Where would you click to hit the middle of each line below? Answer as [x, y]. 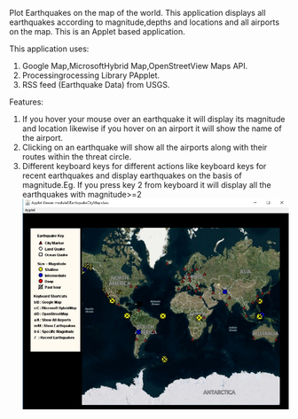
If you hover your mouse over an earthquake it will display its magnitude [153, 119]
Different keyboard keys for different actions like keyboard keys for [144, 166]
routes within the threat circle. [77, 157]
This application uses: [49, 49]
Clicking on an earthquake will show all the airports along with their [145, 147]
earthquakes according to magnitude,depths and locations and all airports [145, 22]
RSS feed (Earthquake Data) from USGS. [96, 85]
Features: [27, 102]
